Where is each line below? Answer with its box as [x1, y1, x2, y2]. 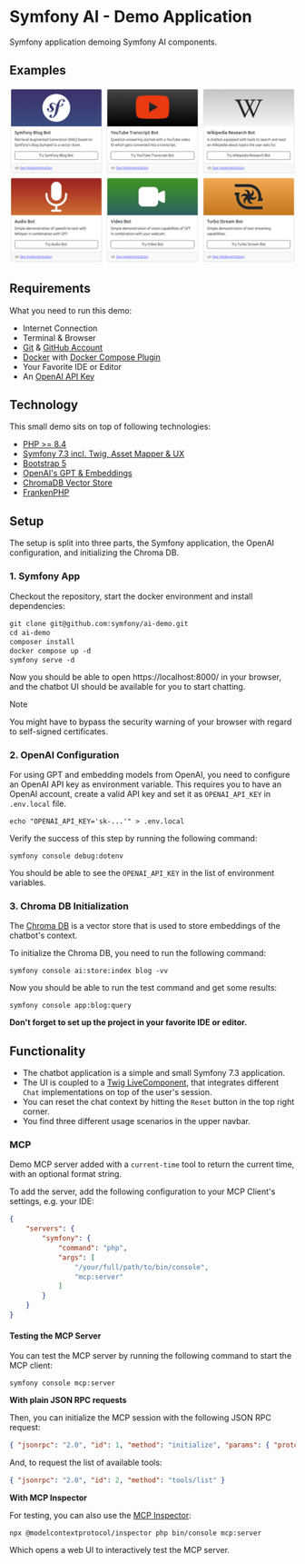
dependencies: [9, 600, 65, 611]
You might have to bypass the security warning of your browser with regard [9, 716, 292, 727]
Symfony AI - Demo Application [9, 6, 252, 27]
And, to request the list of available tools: [9, 1457, 162, 1468]
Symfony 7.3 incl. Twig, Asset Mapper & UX [22, 448, 185, 460]
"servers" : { [25, 1224, 75, 1233]
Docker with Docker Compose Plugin [22, 352, 162, 363]
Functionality [9, 1043, 86, 1059]
